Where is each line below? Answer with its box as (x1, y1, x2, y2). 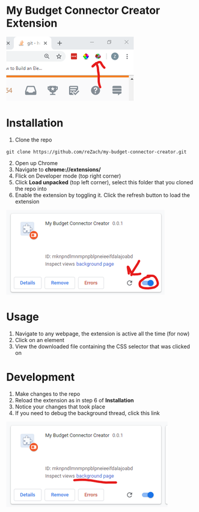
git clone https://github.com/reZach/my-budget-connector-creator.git (6, 149, 187, 155)
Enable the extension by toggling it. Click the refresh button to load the (14, 191, 191, 199)
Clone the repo (14, 136, 52, 143)
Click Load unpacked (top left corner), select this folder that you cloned (14, 178, 194, 186)
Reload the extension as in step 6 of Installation (14, 396, 134, 404)
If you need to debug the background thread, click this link (14, 409, 161, 416)
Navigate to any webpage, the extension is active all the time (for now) (14, 329, 190, 337)
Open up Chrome (14, 159, 58, 166)
